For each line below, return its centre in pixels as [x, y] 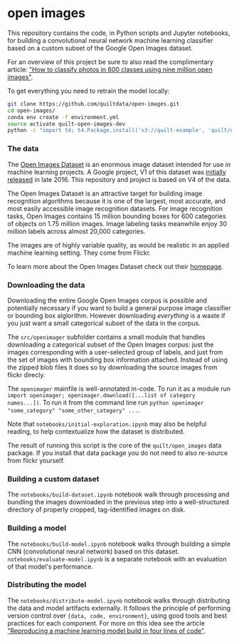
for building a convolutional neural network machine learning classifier [110, 40]
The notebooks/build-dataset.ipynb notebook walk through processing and [118, 494]
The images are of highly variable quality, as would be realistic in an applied [118, 245]
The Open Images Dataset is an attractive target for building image [105, 193]
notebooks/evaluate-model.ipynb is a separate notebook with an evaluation [117, 559]
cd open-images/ [31, 111]
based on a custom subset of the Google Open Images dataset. [100, 48]
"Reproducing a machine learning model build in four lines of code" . [107, 631]
